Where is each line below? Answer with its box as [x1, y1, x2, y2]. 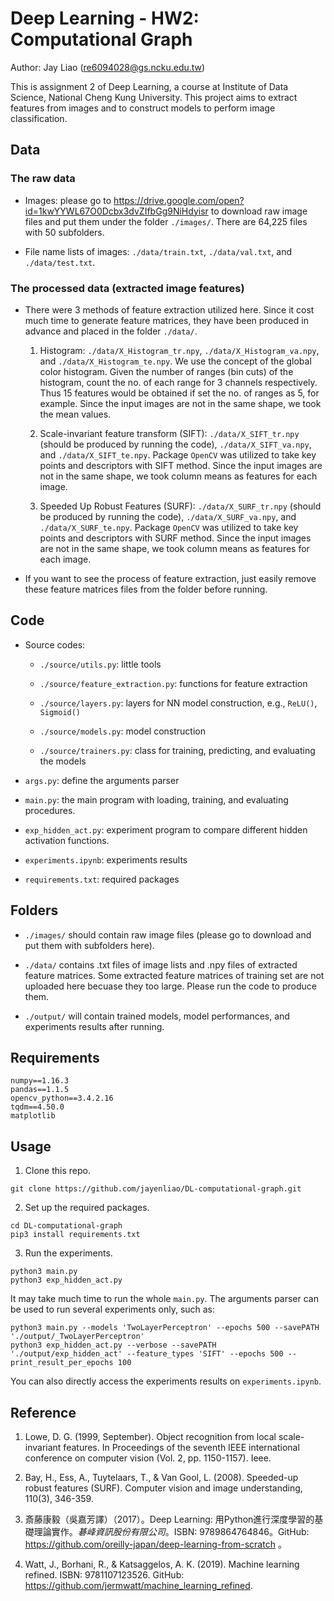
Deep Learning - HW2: [10, 7, 200, 30]
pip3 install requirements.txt [10, 1230, 141, 1240]
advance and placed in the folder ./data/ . [24, 325, 198, 337]
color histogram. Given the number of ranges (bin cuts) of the [39, 365, 294, 377]
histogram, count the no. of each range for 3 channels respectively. [39, 376, 318, 388]
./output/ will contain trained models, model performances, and [24, 1010, 290, 1022]
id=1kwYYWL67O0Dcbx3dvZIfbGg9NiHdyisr [24, 205, 209, 217]
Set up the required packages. [24, 1202, 150, 1214]
